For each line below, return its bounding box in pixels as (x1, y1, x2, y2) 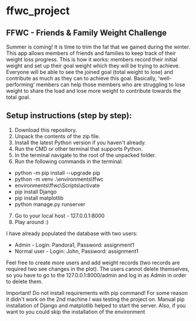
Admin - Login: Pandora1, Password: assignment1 (14, 241, 134, 248)
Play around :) (14, 218, 49, 225)
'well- (158, 75, 172, 82)
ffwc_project (6, 4, 70, 18)
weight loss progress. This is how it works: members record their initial (6, 56, 178, 63)
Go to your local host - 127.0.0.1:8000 (14, 212, 105, 219)
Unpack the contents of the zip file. (14, 132, 101, 140)
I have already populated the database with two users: (6, 229, 138, 237)
